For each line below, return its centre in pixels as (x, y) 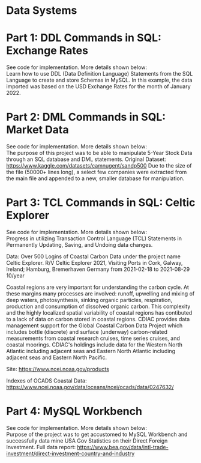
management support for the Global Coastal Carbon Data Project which (94, 325)
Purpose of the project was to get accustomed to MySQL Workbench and (97, 434)
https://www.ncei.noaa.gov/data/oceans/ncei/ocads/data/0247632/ (90, 387)
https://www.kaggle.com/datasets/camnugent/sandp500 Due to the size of (99, 166)
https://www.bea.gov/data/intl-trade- (123, 447)
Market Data (37, 130)
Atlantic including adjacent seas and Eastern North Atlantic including (91, 351)
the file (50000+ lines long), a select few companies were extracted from (97, 172)
